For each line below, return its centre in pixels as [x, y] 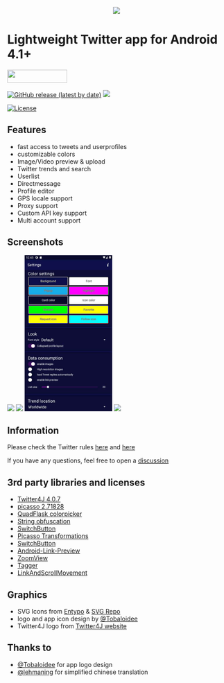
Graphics [27, 595]
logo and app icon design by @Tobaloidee [78, 619]
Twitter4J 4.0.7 [39, 499]
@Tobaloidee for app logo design [65, 664]
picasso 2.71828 [41, 507]
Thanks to [29, 648]
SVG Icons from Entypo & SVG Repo [69, 611]
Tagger [27, 566]
